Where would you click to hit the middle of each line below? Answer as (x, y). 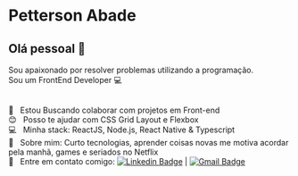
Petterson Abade (72, 16)
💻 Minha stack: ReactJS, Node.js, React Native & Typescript (122, 130)
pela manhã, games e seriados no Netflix (83, 152)
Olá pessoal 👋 (47, 49)
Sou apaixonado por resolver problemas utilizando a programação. (131, 70)
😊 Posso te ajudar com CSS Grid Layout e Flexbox (103, 120)
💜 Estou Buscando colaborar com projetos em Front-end (114, 110)
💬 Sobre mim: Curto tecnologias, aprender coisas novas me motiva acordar (149, 142)
